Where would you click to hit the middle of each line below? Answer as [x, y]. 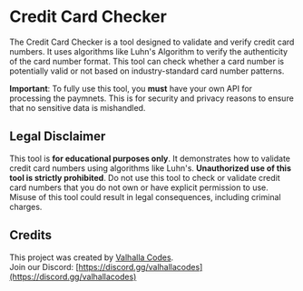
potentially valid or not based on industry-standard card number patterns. [147, 71]
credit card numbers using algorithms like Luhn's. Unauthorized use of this [151, 168]
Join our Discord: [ [44, 266]
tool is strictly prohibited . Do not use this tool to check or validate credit [145, 177]
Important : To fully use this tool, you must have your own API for [131, 88]
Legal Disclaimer [58, 137]
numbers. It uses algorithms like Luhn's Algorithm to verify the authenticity [149, 51]
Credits [31, 235]
